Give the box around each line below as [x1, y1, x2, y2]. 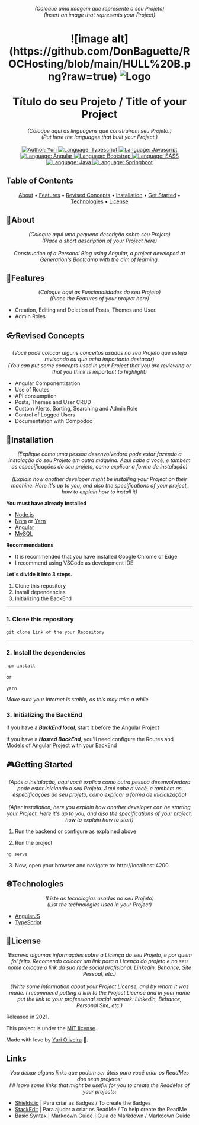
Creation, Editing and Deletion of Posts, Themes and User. [14, 306, 157, 313]
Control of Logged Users [14, 411, 76, 418]
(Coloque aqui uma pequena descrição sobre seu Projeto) [28, 230, 171, 238]
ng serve [6, 851, 28, 857]
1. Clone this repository [6, 615, 74, 623]
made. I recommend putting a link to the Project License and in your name [8, 989, 191, 996]
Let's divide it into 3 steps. [6, 571, 73, 578]
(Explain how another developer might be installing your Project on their [11, 476, 188, 482]
